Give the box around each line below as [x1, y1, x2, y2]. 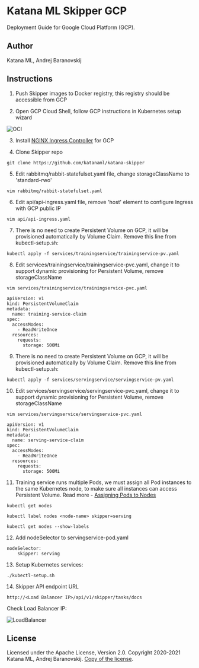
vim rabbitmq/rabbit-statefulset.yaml [7, 188, 102, 194]
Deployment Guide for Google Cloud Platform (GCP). [7, 24, 135, 31]
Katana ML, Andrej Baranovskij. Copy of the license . [7, 656, 134, 663]
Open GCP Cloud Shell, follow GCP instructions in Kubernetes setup [15, 107, 181, 114]
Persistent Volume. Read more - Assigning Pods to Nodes [15, 491, 156, 498]
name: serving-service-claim [12, 437, 84, 443]
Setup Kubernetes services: [15, 561, 84, 568]
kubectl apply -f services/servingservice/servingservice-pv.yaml [7, 377, 174, 383]
